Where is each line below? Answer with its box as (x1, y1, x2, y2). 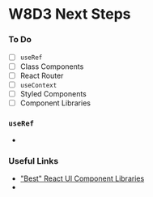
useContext (19, 81, 57, 89)
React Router (19, 71, 64, 80)
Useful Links (8, 156, 59, 167)
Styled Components (19, 88, 87, 98)
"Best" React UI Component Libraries (19, 173, 145, 183)
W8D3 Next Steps (8, 5, 131, 24)
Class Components (19, 62, 84, 71)
